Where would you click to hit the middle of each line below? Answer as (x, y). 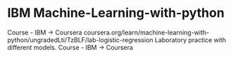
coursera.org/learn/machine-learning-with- (146, 32)
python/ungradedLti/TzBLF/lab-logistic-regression (80, 39)
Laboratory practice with (190, 39)
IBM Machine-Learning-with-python (116, 13)
